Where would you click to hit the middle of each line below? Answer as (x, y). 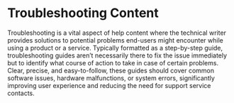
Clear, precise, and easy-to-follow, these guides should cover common (111, 70)
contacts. (21, 93)
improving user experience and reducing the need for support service (109, 85)
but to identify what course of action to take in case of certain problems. (113, 63)
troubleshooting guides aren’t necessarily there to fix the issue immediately (117, 55)
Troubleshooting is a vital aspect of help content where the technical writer (117, 33)
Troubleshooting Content (83, 13)
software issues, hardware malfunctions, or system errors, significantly (111, 78)
